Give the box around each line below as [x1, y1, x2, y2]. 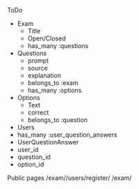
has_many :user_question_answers [17, 130, 117, 139]
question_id [17, 153, 51, 161]
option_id [17, 160, 44, 168]
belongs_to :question [27, 116, 88, 124]
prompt [27, 56, 49, 65]
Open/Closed [27, 34, 66, 43]
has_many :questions [27, 42, 89, 50]
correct [27, 108, 49, 116]
